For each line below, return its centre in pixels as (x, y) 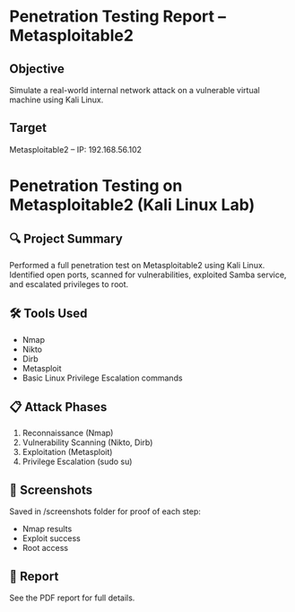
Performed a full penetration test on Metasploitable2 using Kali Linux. (137, 265)
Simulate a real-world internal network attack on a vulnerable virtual (134, 90)
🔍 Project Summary (66, 239)
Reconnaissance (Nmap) (68, 433)
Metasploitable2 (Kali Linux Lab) (132, 205)
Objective (37, 69)
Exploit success (51, 538)
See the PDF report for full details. (72, 598)
